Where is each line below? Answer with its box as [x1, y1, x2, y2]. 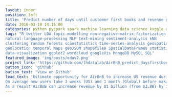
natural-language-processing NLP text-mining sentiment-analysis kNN [5, 36, 157, 42]
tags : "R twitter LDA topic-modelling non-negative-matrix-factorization [5, 31, 166, 36]
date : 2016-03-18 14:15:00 [5, 22, 63, 27]
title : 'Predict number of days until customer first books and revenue [5, 17, 164, 22]
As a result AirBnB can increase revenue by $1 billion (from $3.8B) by [5, 84, 164, 89]
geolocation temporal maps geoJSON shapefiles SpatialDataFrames [5, 46, 147, 51]
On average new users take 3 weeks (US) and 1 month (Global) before [5, 79, 157, 84]
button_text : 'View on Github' [5, 70, 72, 75]
